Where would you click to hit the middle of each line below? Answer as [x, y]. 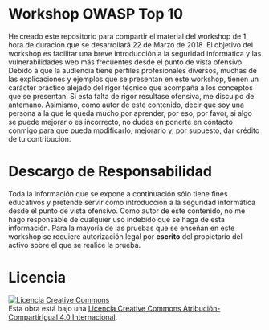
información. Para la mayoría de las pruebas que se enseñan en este [122, 228]
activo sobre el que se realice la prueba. [75, 245]
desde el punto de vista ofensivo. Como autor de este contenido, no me [127, 211]
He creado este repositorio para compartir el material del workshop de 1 [127, 36]
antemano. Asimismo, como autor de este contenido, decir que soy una [126, 105]
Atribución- [202, 308]
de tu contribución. [40, 138]
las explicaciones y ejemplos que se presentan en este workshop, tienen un [134, 79]
